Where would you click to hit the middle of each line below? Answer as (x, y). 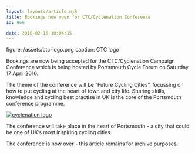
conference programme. (36, 104)
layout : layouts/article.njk (42, 11)
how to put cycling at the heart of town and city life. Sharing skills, (86, 91)
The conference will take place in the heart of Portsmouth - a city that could (98, 126)
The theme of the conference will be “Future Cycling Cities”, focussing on (95, 85)
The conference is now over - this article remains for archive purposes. (92, 144)
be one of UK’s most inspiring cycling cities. (59, 132)
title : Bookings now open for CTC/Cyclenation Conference (78, 17)
